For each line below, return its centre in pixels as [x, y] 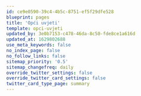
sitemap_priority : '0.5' [37, 61]
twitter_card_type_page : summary [48, 84]
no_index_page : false [33, 51]
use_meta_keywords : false [38, 45]
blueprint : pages [28, 17]
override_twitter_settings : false [49, 73]
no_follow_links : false [36, 56]
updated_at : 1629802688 [36, 39]
